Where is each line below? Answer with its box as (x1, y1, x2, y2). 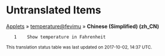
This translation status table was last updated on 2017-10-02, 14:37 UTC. (6, 44, 152, 50)
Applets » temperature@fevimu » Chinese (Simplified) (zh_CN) (6, 23, 160, 30)
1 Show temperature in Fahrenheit (13, 34, 106, 40)
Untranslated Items (6, 3, 101, 17)
